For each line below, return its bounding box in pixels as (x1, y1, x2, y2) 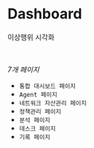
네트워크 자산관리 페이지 (18, 99, 87, 107)
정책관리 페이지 (18, 107, 61, 116)
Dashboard (7, 5, 83, 23)
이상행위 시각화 (7, 32, 55, 42)
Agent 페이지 (18, 90, 57, 98)
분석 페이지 (18, 116, 51, 124)
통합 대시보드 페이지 (18, 82, 76, 90)
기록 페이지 (18, 133, 51, 141)
